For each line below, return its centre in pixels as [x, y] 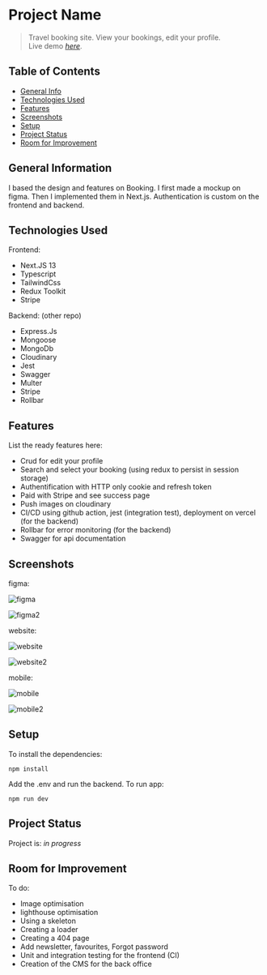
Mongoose [38, 340]
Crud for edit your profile [61, 461]
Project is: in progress [45, 843]
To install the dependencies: [55, 754]
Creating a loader [49, 930]
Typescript [38, 274]
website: [23, 631]
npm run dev [28, 799]
